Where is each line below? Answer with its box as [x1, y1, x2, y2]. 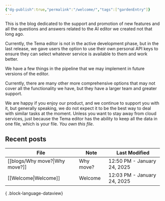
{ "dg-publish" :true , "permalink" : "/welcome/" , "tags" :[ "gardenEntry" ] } [5, 7, 151, 12]
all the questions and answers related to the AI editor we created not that [5, 25, 152, 32]
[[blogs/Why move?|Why [7, 157, 65, 164]
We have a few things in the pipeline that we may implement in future [5, 66, 145, 71]
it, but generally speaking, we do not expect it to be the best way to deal [5, 105, 151, 111]
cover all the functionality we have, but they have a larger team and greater [5, 85, 157, 91]
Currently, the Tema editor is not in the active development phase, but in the [5, 40, 159, 46]
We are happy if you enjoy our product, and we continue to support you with [5, 100, 160, 106]
